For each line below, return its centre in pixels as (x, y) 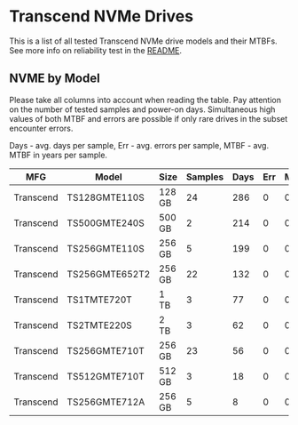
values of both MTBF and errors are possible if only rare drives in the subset (149, 118)
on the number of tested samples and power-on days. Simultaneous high (142, 109)
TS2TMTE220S (100, 325)
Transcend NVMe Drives (101, 16)
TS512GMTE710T (106, 376)
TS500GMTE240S (106, 222)
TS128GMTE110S (106, 197)
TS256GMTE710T (106, 350)
